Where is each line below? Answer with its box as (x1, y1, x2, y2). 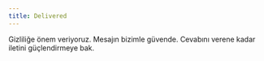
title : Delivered (8, 11, 67, 20)
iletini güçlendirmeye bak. (8, 42, 95, 53)
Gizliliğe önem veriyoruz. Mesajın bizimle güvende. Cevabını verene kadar (8, 34, 256, 44)
